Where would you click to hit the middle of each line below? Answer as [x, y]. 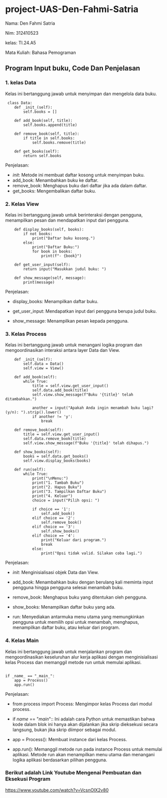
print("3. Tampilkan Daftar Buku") [69, 492]
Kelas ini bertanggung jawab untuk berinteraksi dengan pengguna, [74, 214]
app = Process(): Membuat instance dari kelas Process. [70, 739]
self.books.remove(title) [59, 142]
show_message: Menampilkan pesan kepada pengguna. [70, 321]
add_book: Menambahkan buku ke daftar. [55, 180]
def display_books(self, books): [49, 229]
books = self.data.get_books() [56, 457]
